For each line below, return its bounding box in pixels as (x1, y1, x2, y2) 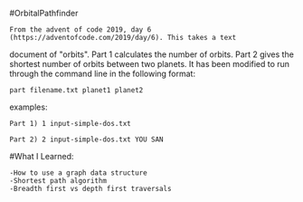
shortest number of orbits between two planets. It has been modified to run (9, 59, 290, 69)
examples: (9, 101, 48, 112)
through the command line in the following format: (9, 68, 196, 79)
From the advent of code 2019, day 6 (9, 25, 152, 34)
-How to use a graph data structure (9, 168, 147, 178)
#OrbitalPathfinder (9, 8, 79, 18)
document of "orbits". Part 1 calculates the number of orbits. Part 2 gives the (9, 49, 294, 60)
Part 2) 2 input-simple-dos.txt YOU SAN (9, 135, 165, 144)
